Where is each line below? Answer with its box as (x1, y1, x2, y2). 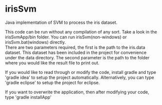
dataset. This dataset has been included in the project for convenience (5, 50, 147, 55)
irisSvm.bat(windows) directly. (5, 39, 66, 45)
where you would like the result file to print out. (5, 60, 100, 66)
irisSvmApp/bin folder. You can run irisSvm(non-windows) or (5, 34, 127, 40)
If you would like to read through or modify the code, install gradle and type (5, 69, 157, 75)
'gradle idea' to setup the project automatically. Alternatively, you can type (5, 74, 154, 80)
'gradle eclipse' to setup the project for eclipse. (5, 79, 100, 86)
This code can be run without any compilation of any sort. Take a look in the (5, 29, 157, 35)
